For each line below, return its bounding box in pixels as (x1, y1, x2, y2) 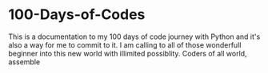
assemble (8, 57, 41, 67)
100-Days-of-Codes (8, 6, 146, 24)
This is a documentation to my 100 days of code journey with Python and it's (8, 32, 261, 41)
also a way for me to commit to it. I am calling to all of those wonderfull (8, 40, 242, 49)
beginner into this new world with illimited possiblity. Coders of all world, (8, 48, 247, 58)
